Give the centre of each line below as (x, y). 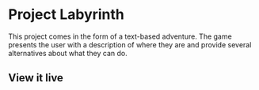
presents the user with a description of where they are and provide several (130, 44)
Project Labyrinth (67, 15)
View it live (36, 78)
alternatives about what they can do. (68, 53)
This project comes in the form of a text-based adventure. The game (120, 36)
